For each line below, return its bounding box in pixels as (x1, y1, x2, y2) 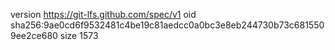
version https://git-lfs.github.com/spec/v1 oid (10, 9, 197, 20)
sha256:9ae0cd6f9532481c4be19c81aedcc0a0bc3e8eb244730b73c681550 (10, 19, 325, 31)
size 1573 (59, 30, 99, 41)
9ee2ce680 (10, 30, 58, 41)
